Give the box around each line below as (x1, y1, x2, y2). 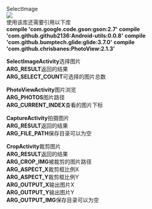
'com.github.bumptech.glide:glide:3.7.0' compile (6, 39, 135, 45)
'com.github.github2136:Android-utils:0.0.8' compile (6, 32, 146, 39)
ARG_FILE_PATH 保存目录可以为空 (6, 130, 92, 137)
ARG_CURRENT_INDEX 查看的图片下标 (6, 101, 103, 108)
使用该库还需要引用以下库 (6, 18, 71, 26)
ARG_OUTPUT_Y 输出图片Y (6, 189, 75, 196)
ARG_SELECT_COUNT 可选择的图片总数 (6, 73, 106, 80)
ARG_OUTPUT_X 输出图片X (6, 181, 75, 188)
